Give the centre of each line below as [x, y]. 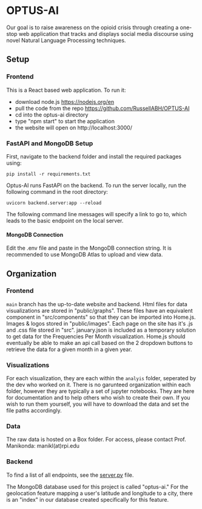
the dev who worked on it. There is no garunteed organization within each [99, 385]
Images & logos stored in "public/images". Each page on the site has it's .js [99, 323]
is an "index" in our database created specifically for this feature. [87, 499]
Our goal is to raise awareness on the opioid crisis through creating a [93, 27]
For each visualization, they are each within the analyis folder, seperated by [101, 378]
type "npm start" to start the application [65, 121]
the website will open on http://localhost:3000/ [73, 128]
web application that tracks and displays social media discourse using [106, 33]
